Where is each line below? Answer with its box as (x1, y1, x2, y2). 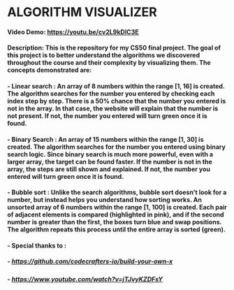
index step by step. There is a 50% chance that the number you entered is (7, 96, 226, 105)
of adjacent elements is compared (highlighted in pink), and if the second (7, 210, 225, 219)
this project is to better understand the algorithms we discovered (7, 51, 200, 59)
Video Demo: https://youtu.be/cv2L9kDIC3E (7, 27, 140, 36)
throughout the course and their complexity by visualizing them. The (7, 59, 211, 67)
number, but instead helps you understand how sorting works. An (7, 196, 203, 204)
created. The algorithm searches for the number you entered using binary (7, 143, 226, 151)
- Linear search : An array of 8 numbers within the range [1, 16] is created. (7, 82, 225, 90)
